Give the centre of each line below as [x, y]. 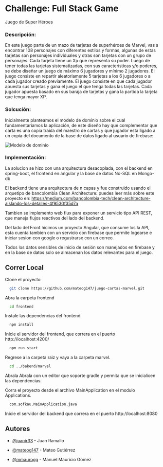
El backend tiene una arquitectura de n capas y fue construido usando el [78, 188]
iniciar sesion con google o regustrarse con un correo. [60, 238]
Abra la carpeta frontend [30, 298]
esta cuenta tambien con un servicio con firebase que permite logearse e [79, 233]
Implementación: [26, 158]
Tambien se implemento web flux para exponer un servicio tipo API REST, [79, 213]
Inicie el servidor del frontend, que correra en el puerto [60, 334]
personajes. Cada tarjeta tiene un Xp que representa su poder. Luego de [78, 61]
